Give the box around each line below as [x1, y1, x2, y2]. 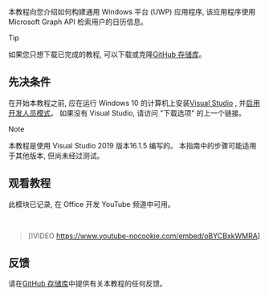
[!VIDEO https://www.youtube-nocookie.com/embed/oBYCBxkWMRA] [27, 231, 261, 241]
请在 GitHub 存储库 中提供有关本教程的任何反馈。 [8, 279, 167, 289]
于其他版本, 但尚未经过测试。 [8, 151, 104, 160]
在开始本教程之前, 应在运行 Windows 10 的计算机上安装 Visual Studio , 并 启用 [8, 98, 261, 107]
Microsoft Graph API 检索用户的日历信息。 [8, 17, 149, 26]
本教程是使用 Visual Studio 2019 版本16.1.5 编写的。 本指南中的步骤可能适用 [8, 140, 257, 150]
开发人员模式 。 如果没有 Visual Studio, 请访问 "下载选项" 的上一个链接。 [8, 107, 247, 118]
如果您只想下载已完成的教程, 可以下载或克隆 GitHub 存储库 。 [8, 50, 206, 59]
